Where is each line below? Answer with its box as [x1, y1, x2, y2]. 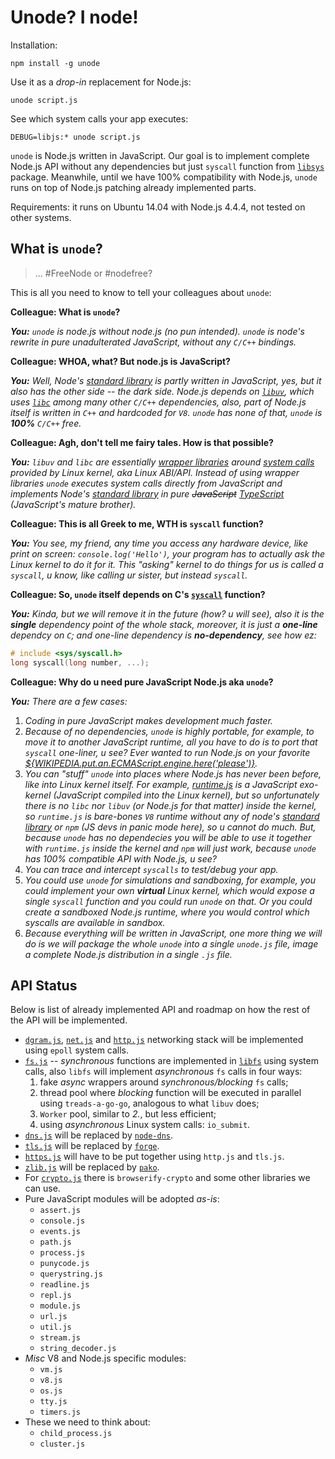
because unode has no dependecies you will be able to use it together [24, 831, 312, 843]
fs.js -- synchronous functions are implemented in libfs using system [24, 1055, 319, 1067]
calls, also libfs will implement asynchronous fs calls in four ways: [24, 1066, 303, 1078]
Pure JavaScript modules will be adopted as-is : [24, 1193, 220, 1205]
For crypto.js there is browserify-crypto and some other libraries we [24, 1172, 311, 1184]
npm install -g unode [10, 58, 101, 68]
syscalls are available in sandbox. [24, 916, 166, 928]
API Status [10, 977, 78, 994]
